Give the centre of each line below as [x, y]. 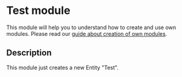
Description [29, 53]
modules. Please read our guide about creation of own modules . [87, 33]
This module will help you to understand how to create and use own [91, 27]
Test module [38, 11]
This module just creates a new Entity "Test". [62, 67]
